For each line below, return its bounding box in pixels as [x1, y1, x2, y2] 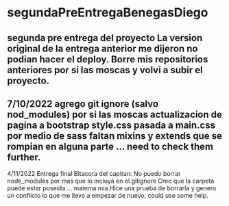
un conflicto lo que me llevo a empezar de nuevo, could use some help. [7, 192, 209, 200]
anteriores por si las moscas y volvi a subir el [7, 64, 204, 76]
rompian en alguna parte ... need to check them [7, 140, 214, 152]
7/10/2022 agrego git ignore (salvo [7, 98, 159, 110]
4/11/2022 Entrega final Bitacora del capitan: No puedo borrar [7, 170, 181, 178]
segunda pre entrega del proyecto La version [7, 32, 203, 44]
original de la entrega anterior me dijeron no [7, 42, 198, 54]
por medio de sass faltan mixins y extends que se [7, 130, 223, 142]
